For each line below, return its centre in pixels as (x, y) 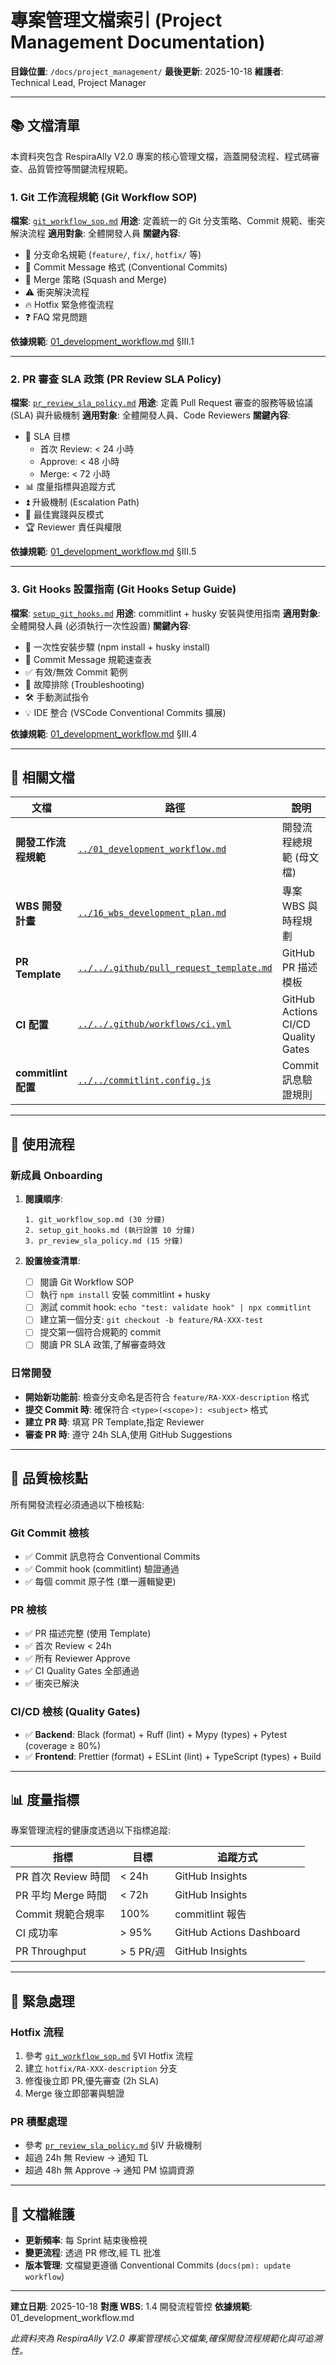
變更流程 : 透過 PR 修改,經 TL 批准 (93, 2253)
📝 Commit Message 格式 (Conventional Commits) (126, 267)
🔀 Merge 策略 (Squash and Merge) (96, 280)
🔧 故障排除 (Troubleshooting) (84, 684)
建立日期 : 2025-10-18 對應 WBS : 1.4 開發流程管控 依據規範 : (131, 2307)
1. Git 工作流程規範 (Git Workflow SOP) (104, 197)
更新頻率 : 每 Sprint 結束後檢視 (86, 2240)
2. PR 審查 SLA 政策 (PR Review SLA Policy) (116, 379)
